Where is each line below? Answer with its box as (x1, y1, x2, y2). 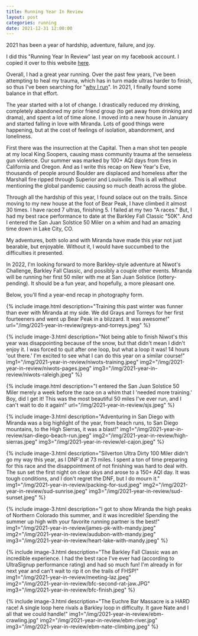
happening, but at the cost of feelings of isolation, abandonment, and (6, 126, 174, 134)
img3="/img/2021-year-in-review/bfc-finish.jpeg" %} (6, 586, 136, 594)
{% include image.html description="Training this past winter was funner (6, 303, 183, 310)
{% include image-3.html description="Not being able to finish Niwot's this (6, 333, 188, 340)
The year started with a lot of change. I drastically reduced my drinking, (6, 102, 180, 109)
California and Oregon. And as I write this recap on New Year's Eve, (6, 163, 171, 170)
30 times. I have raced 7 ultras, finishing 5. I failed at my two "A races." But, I (6, 206, 192, 214)
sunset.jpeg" (6, 494, 37, 501)
